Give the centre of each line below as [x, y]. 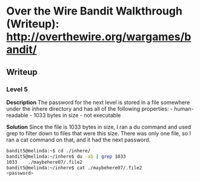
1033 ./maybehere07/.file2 [45, 162]
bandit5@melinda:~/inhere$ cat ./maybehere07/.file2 [74, 167]
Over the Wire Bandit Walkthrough [95, 11]
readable [17, 115]
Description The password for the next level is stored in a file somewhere [98, 102]
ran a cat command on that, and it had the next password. [78, 140]
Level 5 [17, 89]
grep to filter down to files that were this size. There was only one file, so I [98, 133]
